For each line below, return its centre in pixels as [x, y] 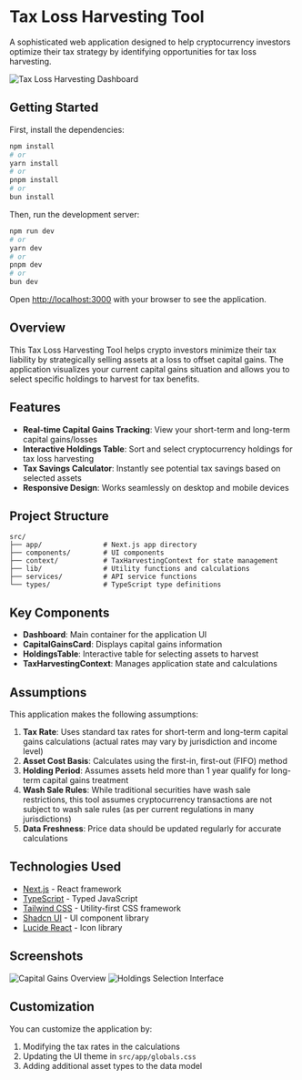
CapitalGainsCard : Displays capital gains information [122, 645]
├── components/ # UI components [87, 553]
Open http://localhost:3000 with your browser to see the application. [138, 299]
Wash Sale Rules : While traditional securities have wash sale [137, 790]
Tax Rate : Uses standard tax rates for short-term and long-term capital [155, 732]
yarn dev [26, 248]
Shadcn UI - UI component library [86, 918]
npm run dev [32, 231]
